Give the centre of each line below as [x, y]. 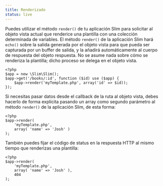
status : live [19, 14]
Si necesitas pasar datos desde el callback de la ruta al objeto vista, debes [82, 96]
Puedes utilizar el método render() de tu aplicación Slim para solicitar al [79, 28]
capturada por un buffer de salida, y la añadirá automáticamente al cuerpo [81, 50]
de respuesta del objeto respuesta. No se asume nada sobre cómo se [77, 55]
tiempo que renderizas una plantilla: [42, 148]
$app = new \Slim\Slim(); [32, 74]
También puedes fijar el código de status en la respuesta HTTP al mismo [80, 143]
